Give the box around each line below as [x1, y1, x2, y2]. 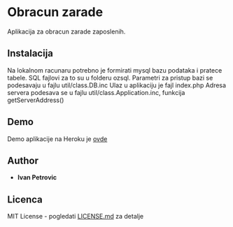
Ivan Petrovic [17, 173, 57, 182]
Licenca [7, 193, 43, 205]
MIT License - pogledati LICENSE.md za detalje [7, 212, 144, 221]
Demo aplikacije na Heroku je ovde [7, 134, 108, 143]
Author [7, 154, 38, 166]
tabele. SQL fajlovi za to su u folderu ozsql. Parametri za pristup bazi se [7, 73, 213, 82]
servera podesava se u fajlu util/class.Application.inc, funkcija [7, 88, 185, 96]
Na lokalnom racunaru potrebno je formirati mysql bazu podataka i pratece [7, 66, 223, 74]
